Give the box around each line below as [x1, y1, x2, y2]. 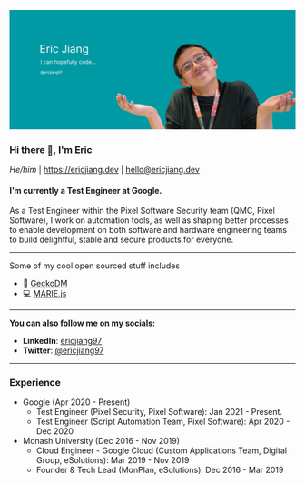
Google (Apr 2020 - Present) [22, 397, 131, 408]
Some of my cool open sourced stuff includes [9, 260, 180, 271]
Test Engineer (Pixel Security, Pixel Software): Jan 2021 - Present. [35, 407, 283, 418]
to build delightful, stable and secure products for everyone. [9, 234, 234, 246]
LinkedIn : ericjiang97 [22, 336, 103, 347]
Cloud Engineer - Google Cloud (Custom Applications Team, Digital [35, 445, 288, 456]
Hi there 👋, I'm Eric [9, 143, 93, 156]
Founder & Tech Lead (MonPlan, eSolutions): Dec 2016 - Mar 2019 [35, 465, 284, 476]
